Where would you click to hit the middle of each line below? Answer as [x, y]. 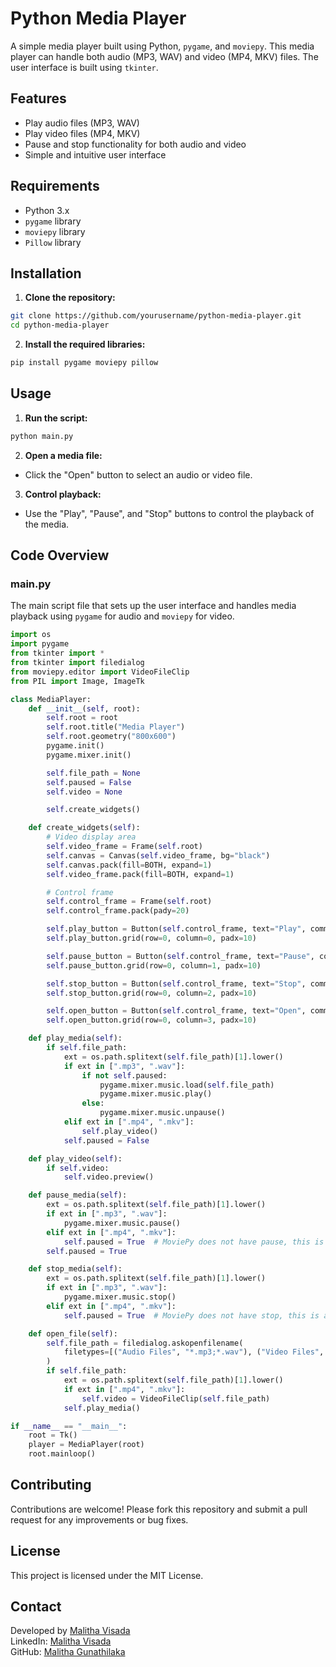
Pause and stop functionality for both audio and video [135, 144]
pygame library [53, 221]
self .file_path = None [93, 773]
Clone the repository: [70, 298]
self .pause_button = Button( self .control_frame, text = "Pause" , [180, 956]
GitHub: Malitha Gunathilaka [68, 1652]
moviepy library [55, 231]
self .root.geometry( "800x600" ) [111, 737]
